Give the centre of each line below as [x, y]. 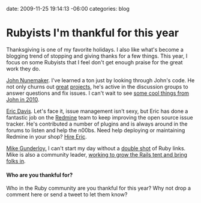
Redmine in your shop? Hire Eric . [46, 136]
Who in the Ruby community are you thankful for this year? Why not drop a [98, 188]
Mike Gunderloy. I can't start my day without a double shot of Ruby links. [96, 148]
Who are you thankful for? [40, 175]
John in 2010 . [23, 99]
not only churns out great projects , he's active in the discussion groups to [97, 86]
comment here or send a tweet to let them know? [67, 195]
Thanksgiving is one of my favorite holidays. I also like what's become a [95, 49]
